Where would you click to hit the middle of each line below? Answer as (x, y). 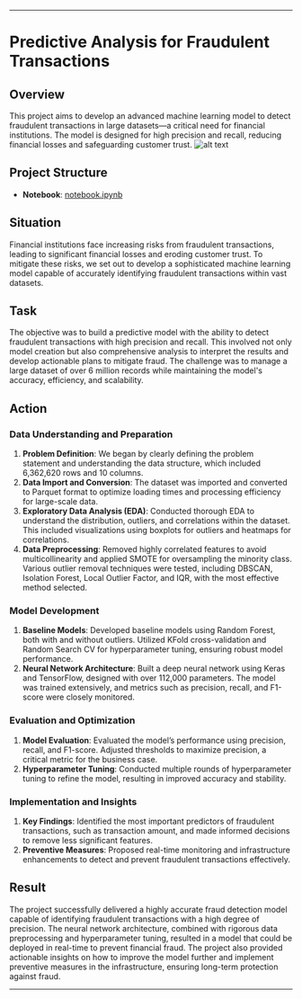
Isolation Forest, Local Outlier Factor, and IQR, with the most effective (151, 578)
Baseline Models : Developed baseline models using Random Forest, (149, 630)
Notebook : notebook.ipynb (72, 194)
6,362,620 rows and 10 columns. (83, 473)
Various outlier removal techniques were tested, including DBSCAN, (147, 568)
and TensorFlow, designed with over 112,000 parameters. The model (149, 678)
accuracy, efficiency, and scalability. (76, 380)
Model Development (54, 611)
